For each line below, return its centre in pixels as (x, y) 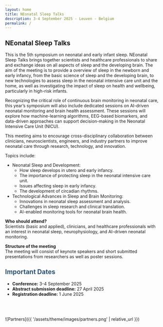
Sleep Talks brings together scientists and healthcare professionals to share (81, 60)
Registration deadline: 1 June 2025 (48, 294)
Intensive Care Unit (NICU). (32, 126)
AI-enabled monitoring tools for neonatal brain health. (73, 212)
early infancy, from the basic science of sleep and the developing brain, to (80, 76)
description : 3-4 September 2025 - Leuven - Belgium (60, 19)
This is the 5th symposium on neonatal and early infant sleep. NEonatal (76, 55)
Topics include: (20, 156)
